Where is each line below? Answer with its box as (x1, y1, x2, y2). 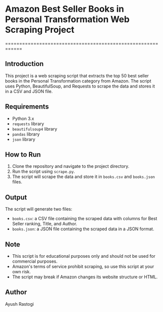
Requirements (5, 103, 49, 111)
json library (12, 136, 36, 142)
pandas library (12, 131, 40, 137)
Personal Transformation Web (5, 14, 130, 25)
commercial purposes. (12, 258, 58, 264)
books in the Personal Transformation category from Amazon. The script (5, 78, 152, 84)
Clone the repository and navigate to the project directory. (12, 163, 130, 169)
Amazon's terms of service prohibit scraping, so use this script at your (12, 264, 154, 269)
